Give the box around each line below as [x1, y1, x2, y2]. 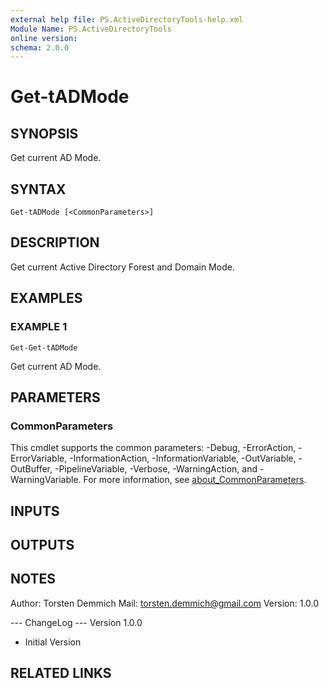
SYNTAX [10, 181, 67, 198]
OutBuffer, [10, 463, 53, 475]
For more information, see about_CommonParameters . [83, 474, 307, 486]
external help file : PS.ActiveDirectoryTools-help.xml [10, 14, 244, 25]
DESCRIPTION [10, 234, 100, 251]
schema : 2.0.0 [10, 42, 70, 53]
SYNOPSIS [10, 125, 79, 142]
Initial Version [24, 636, 82, 648]
